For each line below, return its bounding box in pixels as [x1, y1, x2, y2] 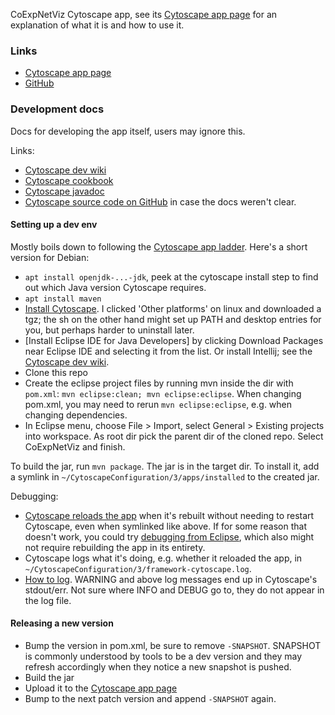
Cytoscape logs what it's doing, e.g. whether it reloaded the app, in [24, 552, 303, 564]
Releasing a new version [10, 617, 114, 629]
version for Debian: [10, 251, 90, 263]
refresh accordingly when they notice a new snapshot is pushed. [24, 661, 292, 673]
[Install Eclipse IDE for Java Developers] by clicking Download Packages [24, 334, 324, 346]
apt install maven [24, 294, 102, 304]
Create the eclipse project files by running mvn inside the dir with [24, 377, 294, 389]
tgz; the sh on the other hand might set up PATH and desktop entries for [24, 313, 322, 325]
